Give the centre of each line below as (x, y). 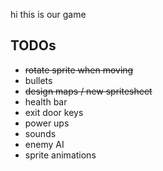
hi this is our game (48, 14)
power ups (47, 123)
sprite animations (60, 155)
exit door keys (54, 112)
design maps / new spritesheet (88, 91)
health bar (46, 101)
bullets (38, 80)
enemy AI (44, 144)
